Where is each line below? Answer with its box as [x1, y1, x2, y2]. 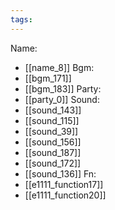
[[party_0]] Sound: [24, 93, 100, 105]
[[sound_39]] [24, 125, 79, 137]
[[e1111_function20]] [24, 189, 107, 201]
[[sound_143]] [24, 104, 82, 116]
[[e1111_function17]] [24, 178, 104, 190]
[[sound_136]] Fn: [24, 167, 97, 180]
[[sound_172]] [24, 157, 82, 169]
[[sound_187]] [24, 146, 82, 158]
